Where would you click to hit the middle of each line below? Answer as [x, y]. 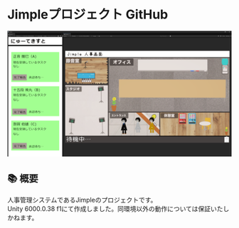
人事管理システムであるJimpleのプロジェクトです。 [82, 200]
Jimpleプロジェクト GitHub [88, 15]
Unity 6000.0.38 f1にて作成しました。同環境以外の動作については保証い [112, 209]
